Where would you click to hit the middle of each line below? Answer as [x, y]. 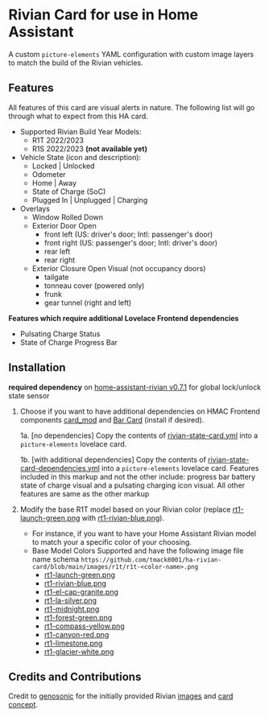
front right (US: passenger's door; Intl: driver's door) [131, 242]
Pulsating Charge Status [60, 334]
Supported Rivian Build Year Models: [81, 131]
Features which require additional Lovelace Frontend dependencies [124, 318]
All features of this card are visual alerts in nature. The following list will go [132, 107]
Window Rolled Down [67, 217]
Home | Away [54, 183]
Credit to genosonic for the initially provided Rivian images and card [121, 696]
